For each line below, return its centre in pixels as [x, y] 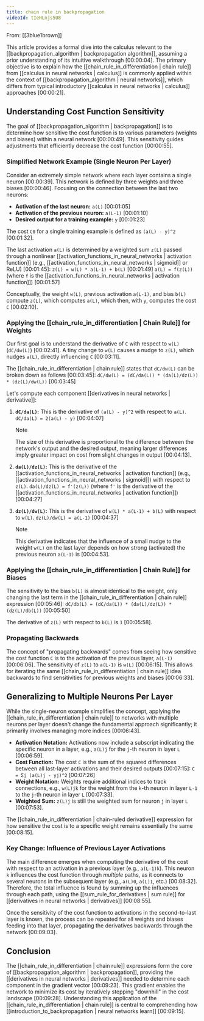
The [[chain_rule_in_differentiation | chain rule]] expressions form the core [99, 966]
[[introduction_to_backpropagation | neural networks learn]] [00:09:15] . [96, 1011]
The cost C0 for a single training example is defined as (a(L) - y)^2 [91, 231]
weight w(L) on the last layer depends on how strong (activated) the [100, 547]
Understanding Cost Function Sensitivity [85, 112]
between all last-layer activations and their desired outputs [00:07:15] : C [105, 769]
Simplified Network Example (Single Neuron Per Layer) [89, 161]
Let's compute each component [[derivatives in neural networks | [88, 393]
